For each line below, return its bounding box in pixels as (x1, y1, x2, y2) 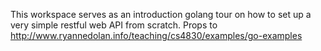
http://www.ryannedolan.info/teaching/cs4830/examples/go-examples (10, 30, 303, 41)
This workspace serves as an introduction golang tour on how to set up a (10, 9, 312, 20)
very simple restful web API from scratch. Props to (10, 19, 218, 31)
